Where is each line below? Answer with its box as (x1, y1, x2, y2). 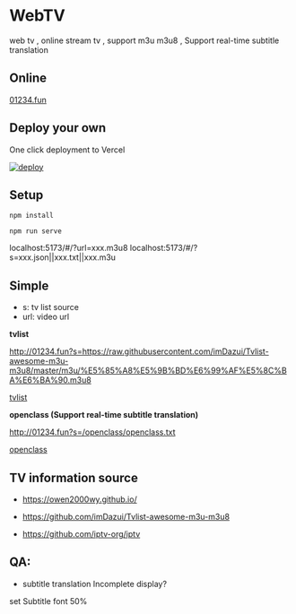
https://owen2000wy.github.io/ (22, 494, 137, 505)
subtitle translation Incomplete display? (22, 578, 168, 589)
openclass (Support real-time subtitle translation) (9, 410, 199, 420)
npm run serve (9, 227, 63, 236)
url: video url (22, 311, 70, 323)
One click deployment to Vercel (9, 144, 126, 155)
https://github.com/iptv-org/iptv (22, 529, 141, 539)
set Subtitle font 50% (9, 595, 88, 606)
